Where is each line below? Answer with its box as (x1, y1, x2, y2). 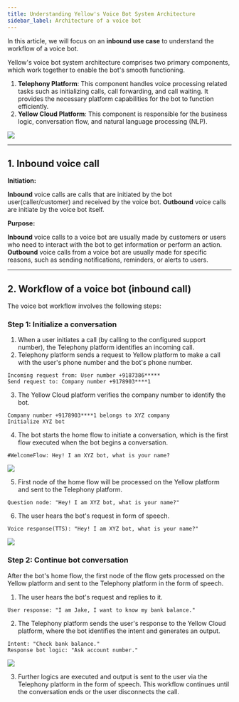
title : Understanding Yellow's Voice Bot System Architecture (7, 10, 196, 18)
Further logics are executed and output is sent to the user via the (17, 672, 208, 681)
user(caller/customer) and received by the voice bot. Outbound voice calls (7, 198, 226, 206)
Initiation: (7, 176, 37, 185)
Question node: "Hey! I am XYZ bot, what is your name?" (7, 499, 180, 506)
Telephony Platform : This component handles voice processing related (17, 79, 228, 87)
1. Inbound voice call (7, 157, 100, 169)
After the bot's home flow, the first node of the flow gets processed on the (7, 571, 225, 580)
